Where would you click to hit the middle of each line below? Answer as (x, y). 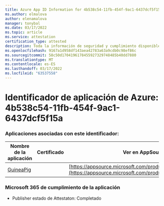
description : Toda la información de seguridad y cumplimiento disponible (83, 46)
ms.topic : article (24, 32)
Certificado (51, 152)
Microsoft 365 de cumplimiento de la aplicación (63, 187)
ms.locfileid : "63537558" (31, 73)
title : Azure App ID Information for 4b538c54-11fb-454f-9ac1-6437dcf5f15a (84, 10)
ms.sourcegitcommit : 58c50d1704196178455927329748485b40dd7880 (71, 55)
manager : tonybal (23, 23)
